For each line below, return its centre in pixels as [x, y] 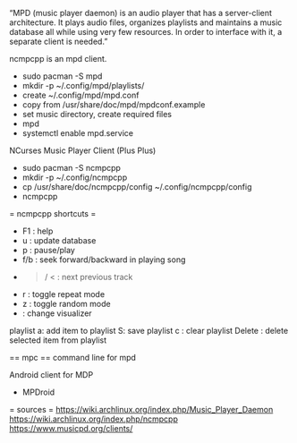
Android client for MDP [51, 375]
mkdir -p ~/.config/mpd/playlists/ [83, 85]
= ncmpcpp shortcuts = [53, 213]
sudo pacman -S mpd [62, 76]
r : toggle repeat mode [64, 294]
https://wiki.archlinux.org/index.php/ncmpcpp [94, 419]
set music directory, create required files [97, 114]
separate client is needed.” [59, 41]
